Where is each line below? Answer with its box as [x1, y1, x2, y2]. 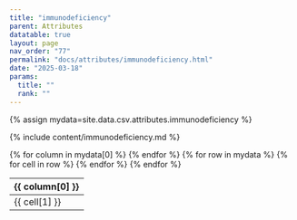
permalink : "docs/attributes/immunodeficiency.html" [9, 55, 213, 64]
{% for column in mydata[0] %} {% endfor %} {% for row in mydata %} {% [9, 148, 289, 159]
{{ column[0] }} [14, 180, 80, 193]
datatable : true [9, 30, 71, 39]
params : [9, 72, 39, 81]
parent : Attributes [9, 22, 84, 31]
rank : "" [17, 89, 51, 98]
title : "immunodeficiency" [9, 13, 112, 23]
